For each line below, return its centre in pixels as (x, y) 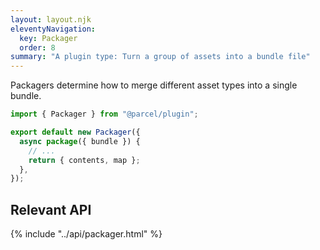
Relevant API (51, 209)
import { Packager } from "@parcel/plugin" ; (104, 114)
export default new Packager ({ (75, 132)
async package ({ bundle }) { (80, 141)
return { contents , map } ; (84, 160)
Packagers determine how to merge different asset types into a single (154, 85)
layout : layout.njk (51, 19)
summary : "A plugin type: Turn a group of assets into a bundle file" (160, 57)
